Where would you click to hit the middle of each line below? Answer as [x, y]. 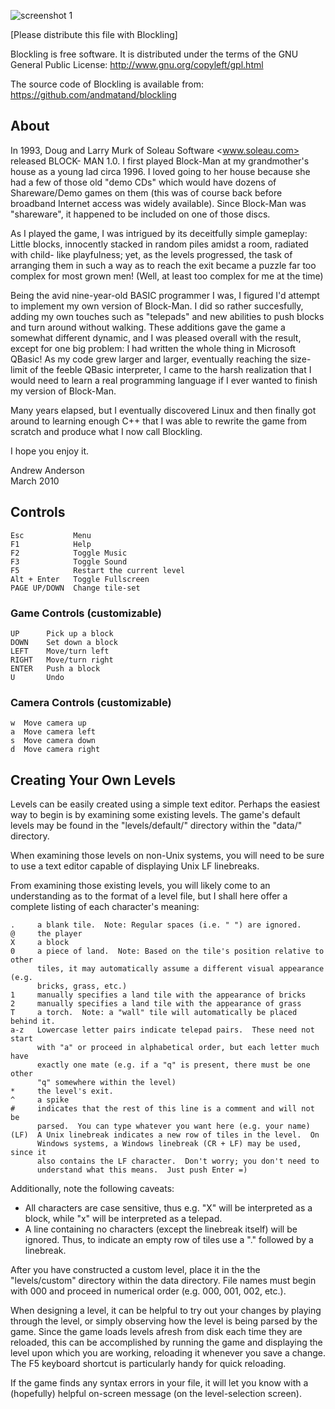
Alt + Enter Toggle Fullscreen [80, 579]
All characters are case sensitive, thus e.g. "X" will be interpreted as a [168, 1208]
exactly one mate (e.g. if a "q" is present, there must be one [173, 1065]
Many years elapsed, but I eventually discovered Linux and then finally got [163, 410]
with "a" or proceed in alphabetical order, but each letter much [178, 1048]
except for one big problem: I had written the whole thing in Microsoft [153, 348]
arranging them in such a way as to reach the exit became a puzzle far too [163, 265]
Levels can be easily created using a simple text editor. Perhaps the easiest [165, 804]
